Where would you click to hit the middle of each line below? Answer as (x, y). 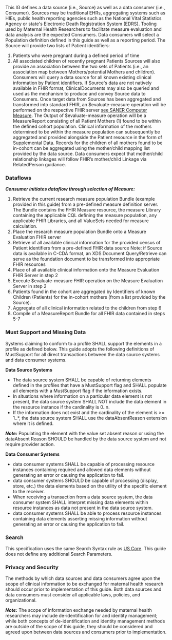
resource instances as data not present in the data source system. (83, 508)
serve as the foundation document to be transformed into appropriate (86, 259)
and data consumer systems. (36, 360)
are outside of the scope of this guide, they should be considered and (79, 627)
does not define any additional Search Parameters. (59, 554)
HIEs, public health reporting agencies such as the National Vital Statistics (83, 18)
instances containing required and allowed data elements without (82, 470)
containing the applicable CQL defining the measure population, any (85, 216)
